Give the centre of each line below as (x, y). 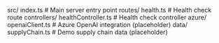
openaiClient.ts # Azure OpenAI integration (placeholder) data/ (97, 25)
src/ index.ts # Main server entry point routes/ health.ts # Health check (109, 10)
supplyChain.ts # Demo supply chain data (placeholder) (87, 32)
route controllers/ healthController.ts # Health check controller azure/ (107, 17)
